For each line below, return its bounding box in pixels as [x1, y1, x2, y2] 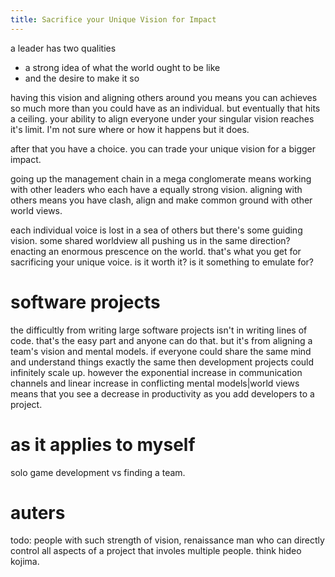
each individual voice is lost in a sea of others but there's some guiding [10, 224, 303, 236]
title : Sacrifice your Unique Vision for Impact [10, 14, 217, 25]
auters [10, 501, 66, 524]
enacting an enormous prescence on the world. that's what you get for [10, 245, 302, 257]
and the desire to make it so [24, 72, 140, 84]
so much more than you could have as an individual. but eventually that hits [10, 102, 321, 114]
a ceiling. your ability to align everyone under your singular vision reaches [10, 112, 315, 125]
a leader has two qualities [10, 42, 117, 54]
